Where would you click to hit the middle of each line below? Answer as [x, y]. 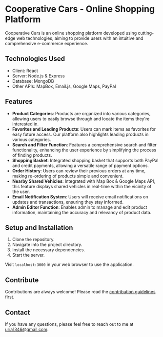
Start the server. [28, 255]
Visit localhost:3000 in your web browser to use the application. [70, 265]
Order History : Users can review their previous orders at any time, [79, 170]
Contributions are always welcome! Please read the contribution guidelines [80, 292]
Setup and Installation [39, 228]
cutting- [146, 33]
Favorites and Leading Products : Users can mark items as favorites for [84, 129]
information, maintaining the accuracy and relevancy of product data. [82, 212]
